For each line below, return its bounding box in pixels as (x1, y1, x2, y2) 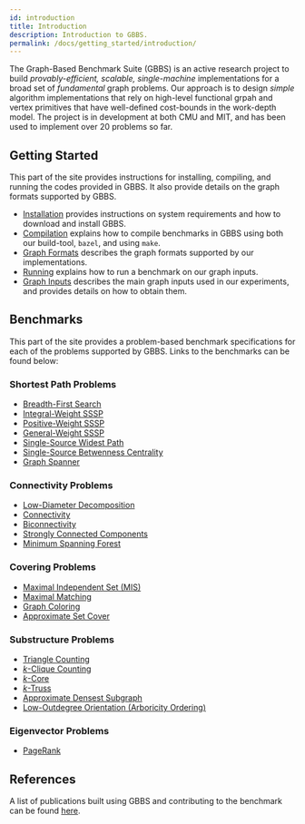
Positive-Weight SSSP (22, 418, 105, 429)
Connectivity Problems (9, 479, 113, 492)
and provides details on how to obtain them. (22, 286, 188, 297)
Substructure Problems (9, 633, 115, 645)
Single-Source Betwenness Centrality (22, 446, 163, 458)
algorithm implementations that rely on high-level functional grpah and (9, 93, 273, 103)
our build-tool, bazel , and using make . (22, 238, 161, 249)
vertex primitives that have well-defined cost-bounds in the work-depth (9, 102, 277, 113)
